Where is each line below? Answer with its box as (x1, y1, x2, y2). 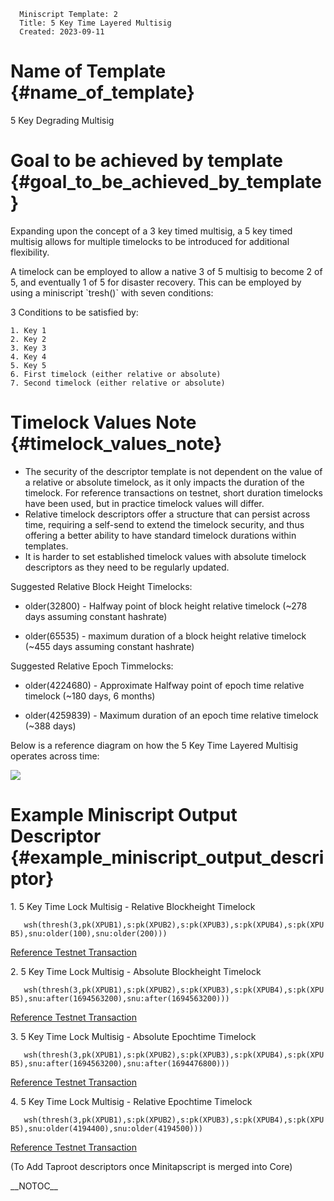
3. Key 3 (10, 343, 47, 353)
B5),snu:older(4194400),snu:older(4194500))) (10, 1123, 203, 1134)
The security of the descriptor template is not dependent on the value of (24, 465, 323, 477)
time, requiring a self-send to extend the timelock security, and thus (24, 518, 305, 530)
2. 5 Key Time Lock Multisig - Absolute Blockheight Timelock (10, 965, 262, 977)
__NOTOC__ (10, 1180, 58, 1192)
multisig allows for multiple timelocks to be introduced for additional (10, 235, 290, 247)
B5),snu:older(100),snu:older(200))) (10, 928, 168, 939)
